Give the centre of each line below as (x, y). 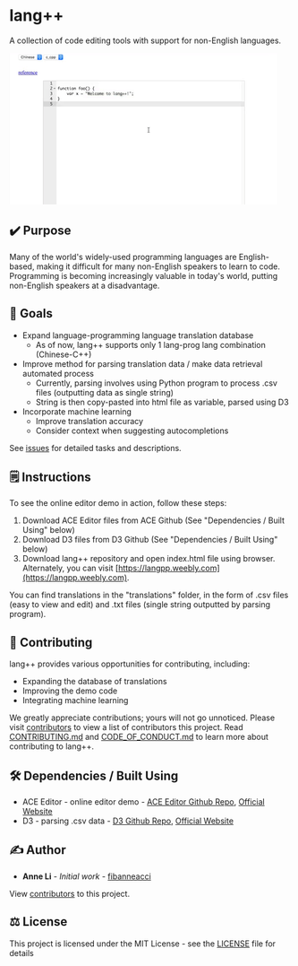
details (21, 953)
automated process (58, 373)
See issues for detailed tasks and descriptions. (95, 448)
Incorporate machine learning (77, 411)
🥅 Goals (31, 313)
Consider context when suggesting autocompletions (132, 431)
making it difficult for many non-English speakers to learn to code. (158, 266)
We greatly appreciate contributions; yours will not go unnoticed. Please (142, 718)
